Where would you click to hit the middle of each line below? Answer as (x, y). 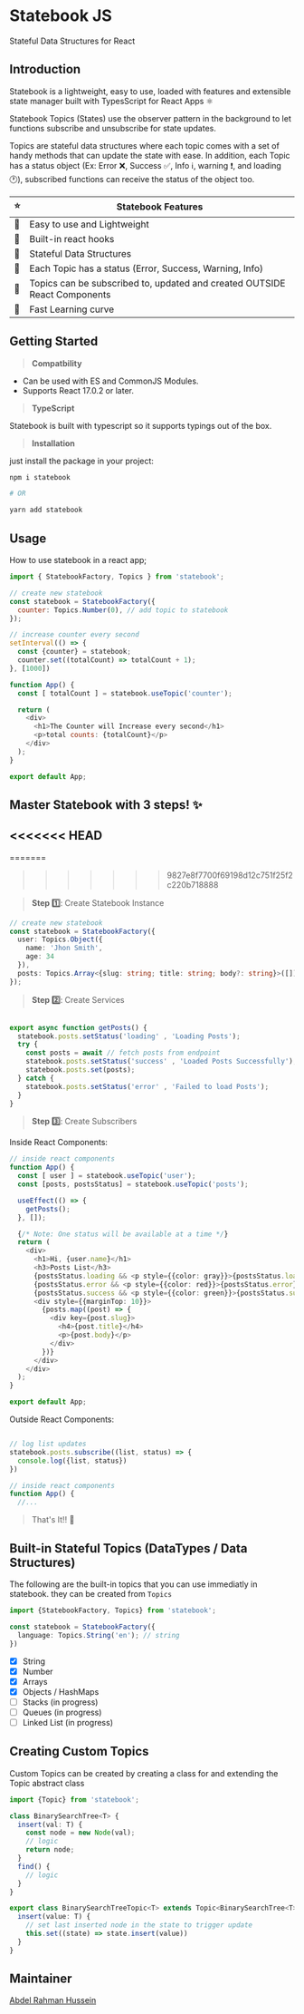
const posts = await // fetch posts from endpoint (123, 1053)
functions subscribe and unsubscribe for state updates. (113, 128)
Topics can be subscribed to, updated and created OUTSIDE (157, 283)
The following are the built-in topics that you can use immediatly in (133, 1584)
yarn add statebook (46, 510)
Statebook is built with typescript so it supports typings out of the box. (141, 425)
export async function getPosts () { (78, 1027)
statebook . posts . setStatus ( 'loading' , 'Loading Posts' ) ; (129, 1036)
